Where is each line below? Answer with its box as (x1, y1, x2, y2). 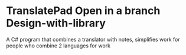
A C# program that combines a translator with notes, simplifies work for (6, 36, 180, 43)
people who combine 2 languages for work (6, 42, 111, 49)
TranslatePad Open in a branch (6, 4, 161, 18)
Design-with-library (6, 16, 106, 30)
